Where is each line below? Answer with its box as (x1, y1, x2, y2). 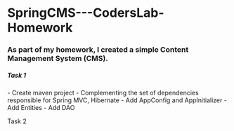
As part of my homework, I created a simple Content (7, 45, 189, 55)
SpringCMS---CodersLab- (7, 5, 164, 21)
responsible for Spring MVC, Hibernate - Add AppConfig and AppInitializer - (7, 96, 227, 104)
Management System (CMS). (7, 54, 109, 64)
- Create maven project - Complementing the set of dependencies (7, 89, 199, 97)
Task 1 (7, 71, 27, 79)
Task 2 (7, 117, 27, 125)
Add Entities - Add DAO (7, 104, 75, 112)
